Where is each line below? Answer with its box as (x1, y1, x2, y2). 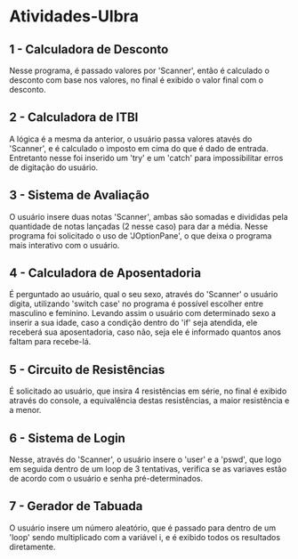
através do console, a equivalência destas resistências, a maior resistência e (9, 395, 290, 406)
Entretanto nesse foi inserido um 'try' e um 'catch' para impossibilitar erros (9, 152, 284, 163)
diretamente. (9, 541, 56, 552)
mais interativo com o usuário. (9, 239, 120, 250)
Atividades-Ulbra (9, 6, 140, 27)
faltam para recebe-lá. (9, 336, 92, 347)
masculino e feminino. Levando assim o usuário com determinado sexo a (9, 308, 277, 319)
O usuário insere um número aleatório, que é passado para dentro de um (9, 523, 277, 533)
